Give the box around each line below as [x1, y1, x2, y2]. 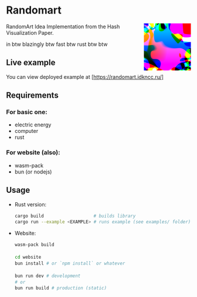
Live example [6, 58, 56, 68]
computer [14, 128, 39, 135]
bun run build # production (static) [14, 285, 107, 291]
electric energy [14, 121, 52, 128]
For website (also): [6, 148, 60, 156]
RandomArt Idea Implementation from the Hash [6, 23, 120, 30]
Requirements [6, 91, 59, 101]
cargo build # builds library [14, 213, 136, 219]
